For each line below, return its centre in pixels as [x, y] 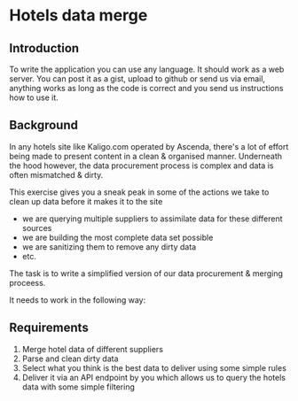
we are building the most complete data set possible [118, 237]
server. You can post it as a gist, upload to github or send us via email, [137, 79]
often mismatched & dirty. [56, 174]
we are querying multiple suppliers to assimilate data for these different [152, 219]
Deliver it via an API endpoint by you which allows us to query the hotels [154, 377]
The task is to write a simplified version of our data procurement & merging [146, 273]
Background [43, 125]
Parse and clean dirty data [70, 359]
